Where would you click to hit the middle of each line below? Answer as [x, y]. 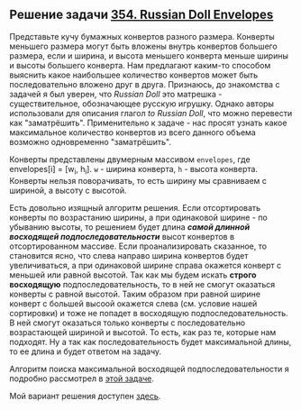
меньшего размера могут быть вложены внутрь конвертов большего [143, 46]
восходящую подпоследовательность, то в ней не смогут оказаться [142, 284]
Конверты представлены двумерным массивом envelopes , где [130, 159]
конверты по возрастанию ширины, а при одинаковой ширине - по [138, 217]
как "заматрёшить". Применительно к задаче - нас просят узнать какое [148, 123]
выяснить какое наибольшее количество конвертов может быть [134, 75]
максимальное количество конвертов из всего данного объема [133, 132]
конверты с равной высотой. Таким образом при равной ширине [135, 294]
